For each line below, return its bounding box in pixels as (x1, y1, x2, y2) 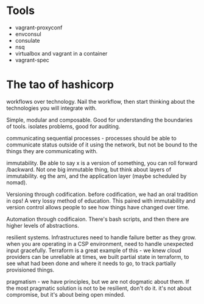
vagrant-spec (15, 56, 50, 63)
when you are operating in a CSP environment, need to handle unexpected (6, 240, 194, 247)
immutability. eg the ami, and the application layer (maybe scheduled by (6, 172, 187, 179)
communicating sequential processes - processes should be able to (6, 134, 177, 142)
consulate (15, 37, 40, 44)
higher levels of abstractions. (6, 222, 79, 229)
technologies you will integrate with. (6, 104, 97, 112)
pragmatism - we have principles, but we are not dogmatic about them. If (6, 278, 190, 285)
